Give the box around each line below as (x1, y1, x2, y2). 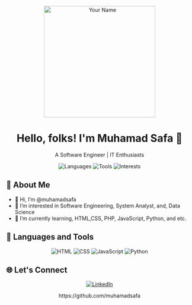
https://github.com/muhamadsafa (58, 292, 141, 300)
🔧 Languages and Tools (6, 232, 94, 242)
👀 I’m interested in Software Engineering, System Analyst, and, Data (14, 202, 181, 209)
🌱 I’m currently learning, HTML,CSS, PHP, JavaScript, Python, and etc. (14, 215, 187, 222)
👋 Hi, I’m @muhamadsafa (14, 196, 76, 203)
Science (14, 208, 35, 215)
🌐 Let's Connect (6, 265, 68, 275)
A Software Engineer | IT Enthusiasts (55, 151, 145, 158)
